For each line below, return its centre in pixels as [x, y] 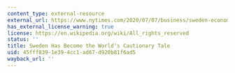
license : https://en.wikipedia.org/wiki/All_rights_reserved [98, 33]
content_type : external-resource [56, 14]
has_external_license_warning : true [60, 26]
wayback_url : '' [31, 59]
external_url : [28, 20]
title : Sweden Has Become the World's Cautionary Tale [89, 46]
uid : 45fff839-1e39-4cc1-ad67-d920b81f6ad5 [72, 53]
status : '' [23, 40]
